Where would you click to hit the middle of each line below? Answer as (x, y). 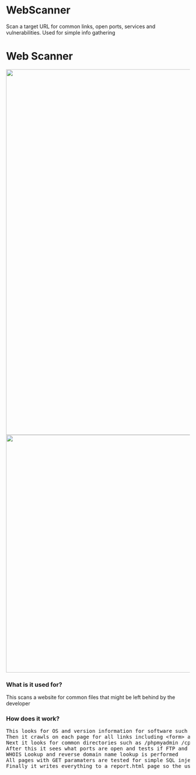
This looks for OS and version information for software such (97, 731)
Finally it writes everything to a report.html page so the (94, 766)
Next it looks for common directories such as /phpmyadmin (92, 743)
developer (18, 704)
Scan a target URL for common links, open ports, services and (81, 26)
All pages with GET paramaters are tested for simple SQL (91, 760)
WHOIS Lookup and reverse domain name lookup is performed (92, 755)
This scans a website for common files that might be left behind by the (91, 697)
